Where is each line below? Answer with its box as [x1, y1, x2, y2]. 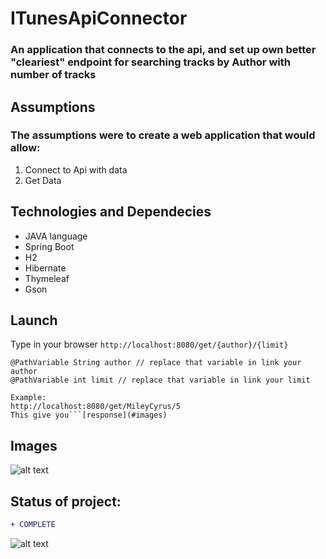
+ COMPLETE [10, 520, 56, 530]
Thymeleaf [24, 272, 70, 284]
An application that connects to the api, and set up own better [10, 43, 317, 57]
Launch [10, 312, 58, 329]
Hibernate [24, 262, 67, 274]
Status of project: [10, 493, 122, 510]
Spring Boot [24, 240, 75, 252]
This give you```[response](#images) [10, 410, 168, 421]
